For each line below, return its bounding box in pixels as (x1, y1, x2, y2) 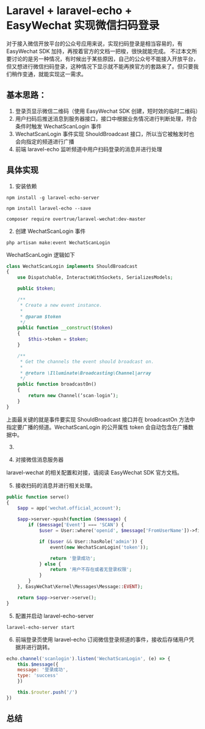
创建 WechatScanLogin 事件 (15, 227, 86, 235)
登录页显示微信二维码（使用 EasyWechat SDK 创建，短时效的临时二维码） (15, 107, 201, 115)
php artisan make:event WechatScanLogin (6, 239, 111, 246)
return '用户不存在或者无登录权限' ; (49, 567, 132, 573)
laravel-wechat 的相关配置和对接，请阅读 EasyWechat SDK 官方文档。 (6, 469, 183, 476)
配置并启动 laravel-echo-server (15, 612, 94, 619)
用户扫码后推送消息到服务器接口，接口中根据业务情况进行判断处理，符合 (15, 115, 197, 122)
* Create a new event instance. (20, 302, 103, 308)
